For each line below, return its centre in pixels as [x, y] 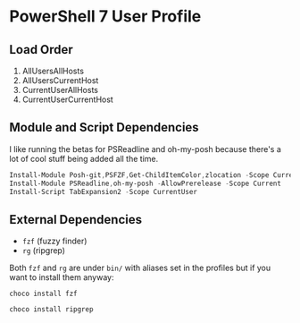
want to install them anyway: [62, 277]
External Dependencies [76, 220]
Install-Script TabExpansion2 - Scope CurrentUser [104, 191]
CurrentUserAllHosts [60, 90]
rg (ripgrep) [43, 251]
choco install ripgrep [51, 310]
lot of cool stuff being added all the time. [84, 158]
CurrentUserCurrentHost [67, 99]
